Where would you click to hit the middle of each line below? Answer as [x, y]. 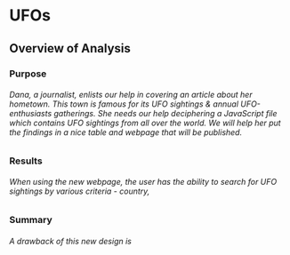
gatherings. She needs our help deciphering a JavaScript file [165, 114]
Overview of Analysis [70, 48]
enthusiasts [31, 114]
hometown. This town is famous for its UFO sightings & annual [124, 104]
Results [26, 161]
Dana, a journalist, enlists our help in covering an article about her [131, 95]
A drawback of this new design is [70, 241]
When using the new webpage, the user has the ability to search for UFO [143, 182]
